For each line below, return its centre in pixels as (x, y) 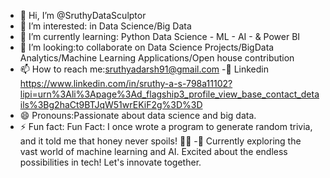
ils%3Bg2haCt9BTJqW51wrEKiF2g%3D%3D (111, 104)
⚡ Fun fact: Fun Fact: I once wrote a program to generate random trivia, (166, 126)
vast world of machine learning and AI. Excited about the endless (153, 151)
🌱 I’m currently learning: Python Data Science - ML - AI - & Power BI (160, 36)
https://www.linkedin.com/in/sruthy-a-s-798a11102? (126, 83)
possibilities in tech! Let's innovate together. (110, 162)
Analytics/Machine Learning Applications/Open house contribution (157, 58)
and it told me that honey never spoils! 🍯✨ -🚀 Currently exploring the (160, 141)
